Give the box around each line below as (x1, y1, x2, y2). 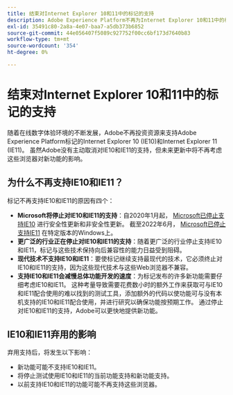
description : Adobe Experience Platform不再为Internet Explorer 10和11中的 (7, 17, 225, 24)
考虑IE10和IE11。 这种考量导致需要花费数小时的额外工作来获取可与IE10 (23, 280, 223, 288)
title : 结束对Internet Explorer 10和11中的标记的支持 (7, 10, 155, 17)
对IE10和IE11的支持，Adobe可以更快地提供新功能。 (17, 306, 162, 315)
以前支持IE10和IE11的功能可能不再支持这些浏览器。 (17, 380, 162, 389)
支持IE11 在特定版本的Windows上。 (17, 228, 117, 236)
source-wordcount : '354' (7, 42, 79, 49)
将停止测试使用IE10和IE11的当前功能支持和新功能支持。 (17, 371, 173, 380)
